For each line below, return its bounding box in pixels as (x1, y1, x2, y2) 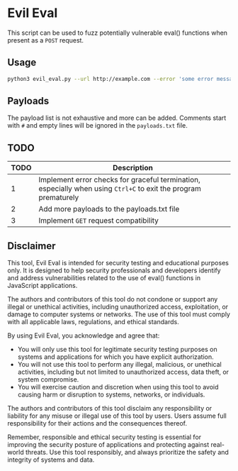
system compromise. (17, 375, 79, 384)
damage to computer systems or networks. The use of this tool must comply (7, 310, 230, 318)
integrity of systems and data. (7, 455, 95, 464)
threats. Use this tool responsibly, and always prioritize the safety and (25, 448, 229, 457)
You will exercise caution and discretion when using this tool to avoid (17, 383, 219, 392)
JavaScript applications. (7, 282, 78, 290)
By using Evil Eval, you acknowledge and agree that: (7, 331, 160, 340)
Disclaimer (7, 240, 56, 252)
